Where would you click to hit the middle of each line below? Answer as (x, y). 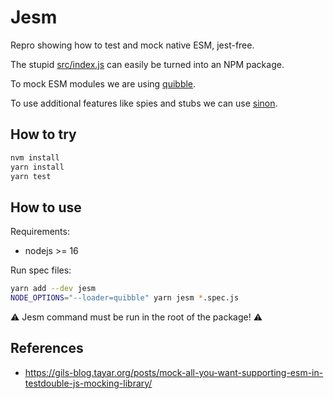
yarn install (37, 167)
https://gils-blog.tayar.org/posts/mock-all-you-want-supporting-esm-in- (174, 372)
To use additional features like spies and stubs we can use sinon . (144, 103)
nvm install (35, 157)
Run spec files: (41, 270)
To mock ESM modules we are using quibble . (103, 83)
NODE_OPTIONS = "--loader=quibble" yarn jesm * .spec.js (125, 298)
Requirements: (40, 232)
